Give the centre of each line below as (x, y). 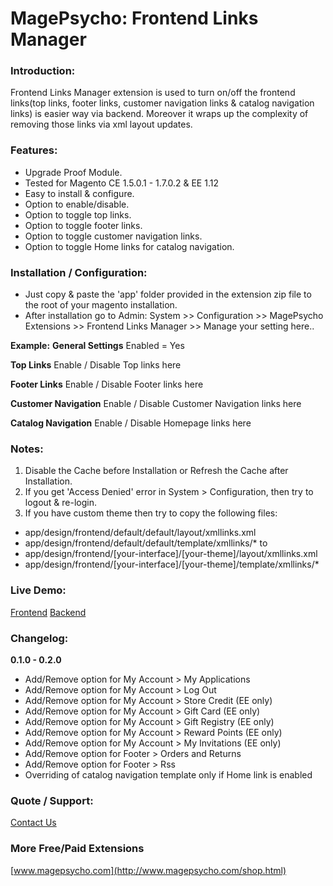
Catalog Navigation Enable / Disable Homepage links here (131, 423)
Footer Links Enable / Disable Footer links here (107, 384)
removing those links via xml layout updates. (101, 124)
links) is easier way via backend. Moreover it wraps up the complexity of (159, 114)
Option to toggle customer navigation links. (113, 236)
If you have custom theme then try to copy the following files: (151, 513)
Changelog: (39, 638)
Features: (34, 150)
